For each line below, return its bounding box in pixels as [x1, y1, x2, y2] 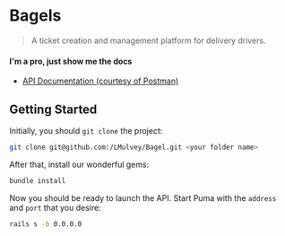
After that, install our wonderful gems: [9, 159, 150, 170]
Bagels [9, 5, 62, 26]
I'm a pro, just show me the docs [9, 56, 133, 66]
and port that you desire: [9, 202, 101, 213]
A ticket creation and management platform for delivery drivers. [30, 35, 266, 46]
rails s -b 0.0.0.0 [9, 219, 82, 229]
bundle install [9, 176, 66, 185]
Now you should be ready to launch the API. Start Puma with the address [9, 192, 277, 203]
